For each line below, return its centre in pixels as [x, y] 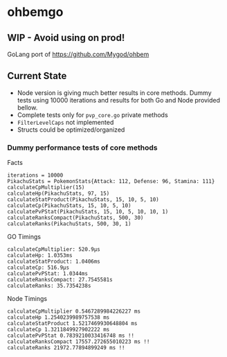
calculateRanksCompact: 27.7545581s [60, 280]
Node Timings [27, 299]
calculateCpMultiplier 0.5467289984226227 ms [74, 312]
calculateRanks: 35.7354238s [49, 286]
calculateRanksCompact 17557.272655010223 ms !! [79, 342]
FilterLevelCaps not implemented [65, 122]
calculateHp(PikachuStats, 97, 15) [58, 194]
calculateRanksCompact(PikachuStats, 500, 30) [75, 218]
